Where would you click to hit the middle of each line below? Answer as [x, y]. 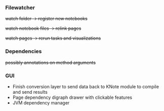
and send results [30, 92]
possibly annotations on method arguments [51, 62]
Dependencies [24, 51]
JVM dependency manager [41, 102]
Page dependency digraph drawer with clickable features [72, 97]
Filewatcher [20, 8]
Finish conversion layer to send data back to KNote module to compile [86, 86]
